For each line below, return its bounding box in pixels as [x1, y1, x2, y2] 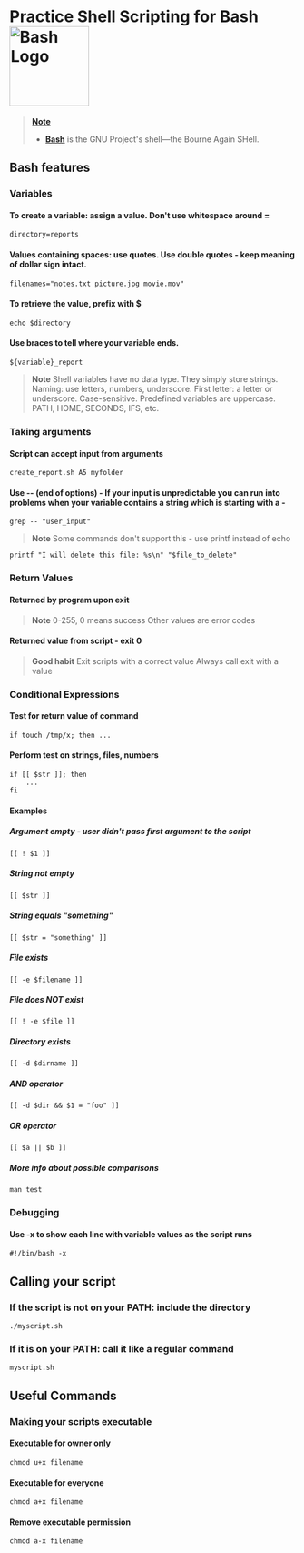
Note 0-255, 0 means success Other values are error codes [31, 614, 256, 625]
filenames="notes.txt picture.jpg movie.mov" [9, 279, 184, 288]
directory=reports [9, 230, 79, 239]
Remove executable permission [9, 1517, 132, 1528]
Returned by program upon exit [9, 594, 130, 605]
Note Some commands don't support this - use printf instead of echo [31, 533, 291, 544]
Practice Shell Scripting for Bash [9, 6, 259, 27]
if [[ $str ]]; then [9, 771, 88, 780]
